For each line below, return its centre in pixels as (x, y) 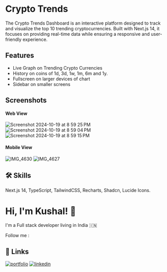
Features (20, 56)
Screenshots (26, 100)
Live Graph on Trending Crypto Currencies (57, 68)
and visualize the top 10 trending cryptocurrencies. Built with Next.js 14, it (82, 28)
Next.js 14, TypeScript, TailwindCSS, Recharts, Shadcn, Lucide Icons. (78, 191)
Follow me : (17, 236)
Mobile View (19, 147)
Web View (16, 113)
